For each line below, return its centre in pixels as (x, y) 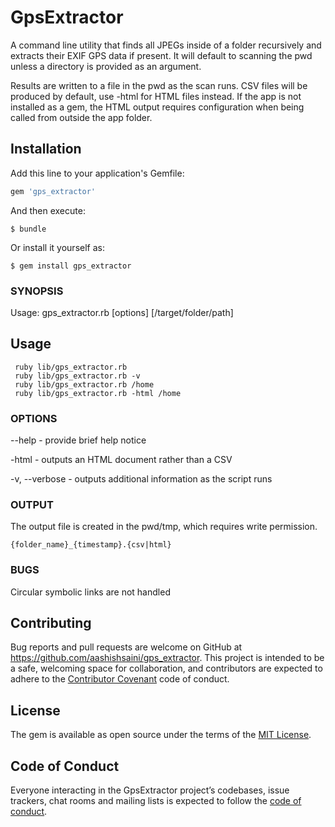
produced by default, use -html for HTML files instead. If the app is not (156, 96)
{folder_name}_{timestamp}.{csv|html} (91, 545)
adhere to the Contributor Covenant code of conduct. (120, 679)
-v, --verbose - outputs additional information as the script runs (141, 479)
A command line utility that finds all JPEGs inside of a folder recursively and (166, 45)
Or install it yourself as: (57, 247)
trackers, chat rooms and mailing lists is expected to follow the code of (156, 801)
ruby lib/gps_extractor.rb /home (84, 384)
